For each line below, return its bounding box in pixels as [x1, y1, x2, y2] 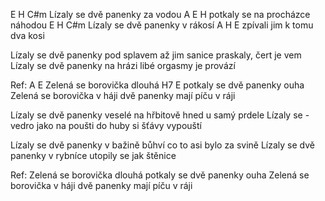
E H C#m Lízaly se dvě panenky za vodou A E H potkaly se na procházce [10, 9, 311, 20]
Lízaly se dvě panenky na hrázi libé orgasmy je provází [10, 60, 236, 71]
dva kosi [10, 30, 45, 41]
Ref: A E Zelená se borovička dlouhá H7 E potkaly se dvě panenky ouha [10, 79, 305, 91]
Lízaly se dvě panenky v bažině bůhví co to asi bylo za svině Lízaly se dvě [10, 139, 315, 151]
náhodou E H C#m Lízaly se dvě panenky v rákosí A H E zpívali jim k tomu [10, 19, 314, 31]
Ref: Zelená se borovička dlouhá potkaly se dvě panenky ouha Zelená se [10, 169, 310, 181]
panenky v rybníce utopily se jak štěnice [10, 150, 177, 161]
